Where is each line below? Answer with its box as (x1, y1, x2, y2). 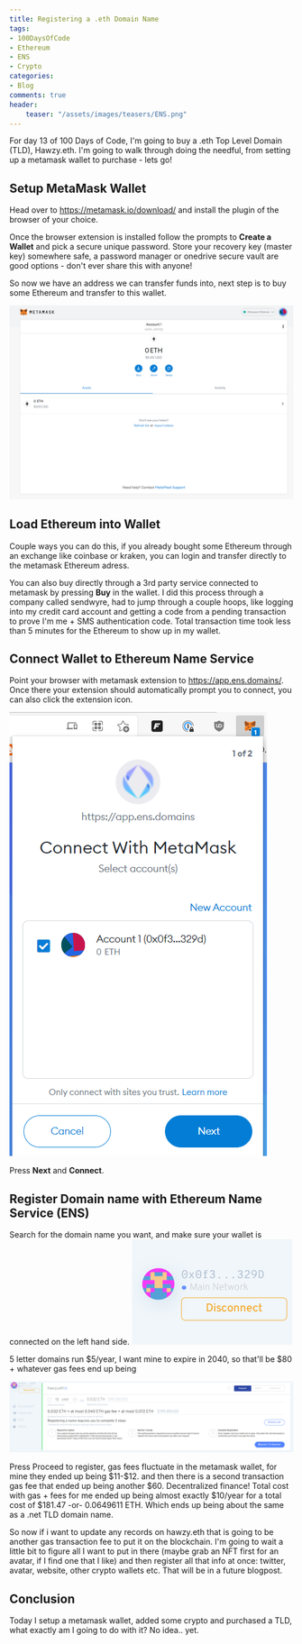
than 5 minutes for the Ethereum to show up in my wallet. (9, 625, 221, 635)
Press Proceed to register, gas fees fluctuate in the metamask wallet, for (9, 1461, 278, 1473)
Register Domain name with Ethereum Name (9, 1191, 263, 1207)
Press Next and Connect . (9, 1165, 105, 1176)
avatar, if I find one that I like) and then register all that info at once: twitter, (9, 1556, 286, 1566)
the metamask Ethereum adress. (9, 560, 130, 571)
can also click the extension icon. (9, 694, 133, 705)
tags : (9, 23, 30, 33)
